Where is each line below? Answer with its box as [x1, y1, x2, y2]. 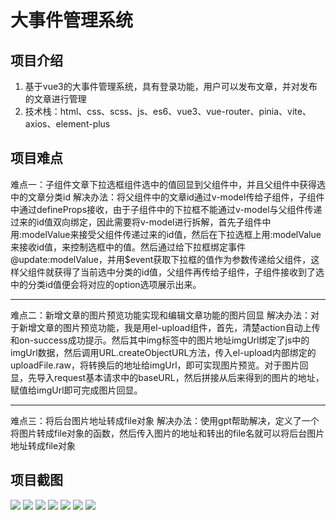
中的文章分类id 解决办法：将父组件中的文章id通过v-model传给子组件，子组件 [10, 191, 325, 203]
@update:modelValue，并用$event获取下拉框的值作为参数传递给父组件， [10, 253, 312, 265]
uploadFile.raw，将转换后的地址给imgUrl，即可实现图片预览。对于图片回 [10, 359, 309, 371]
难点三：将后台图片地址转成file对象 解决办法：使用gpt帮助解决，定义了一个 [10, 414, 320, 426]
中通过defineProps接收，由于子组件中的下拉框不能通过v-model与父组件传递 [10, 203, 323, 215]
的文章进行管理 [24, 93, 87, 105]
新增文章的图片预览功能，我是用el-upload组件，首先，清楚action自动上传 [18, 321, 321, 333]
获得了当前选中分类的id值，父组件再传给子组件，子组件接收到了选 [53, 266, 325, 278]
